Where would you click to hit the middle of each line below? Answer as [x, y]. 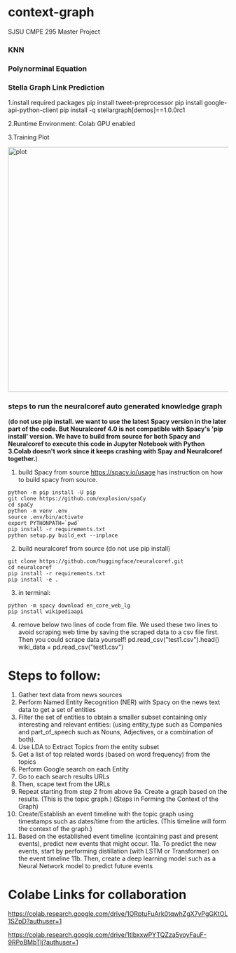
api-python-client [33, 110]
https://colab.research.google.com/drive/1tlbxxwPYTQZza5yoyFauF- [107, 935]
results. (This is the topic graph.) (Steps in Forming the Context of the [118, 799]
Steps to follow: [54, 675]
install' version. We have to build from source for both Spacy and [104, 437]
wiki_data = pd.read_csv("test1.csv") [71, 647]
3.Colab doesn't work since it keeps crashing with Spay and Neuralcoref [115, 451]
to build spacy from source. [58, 480]
